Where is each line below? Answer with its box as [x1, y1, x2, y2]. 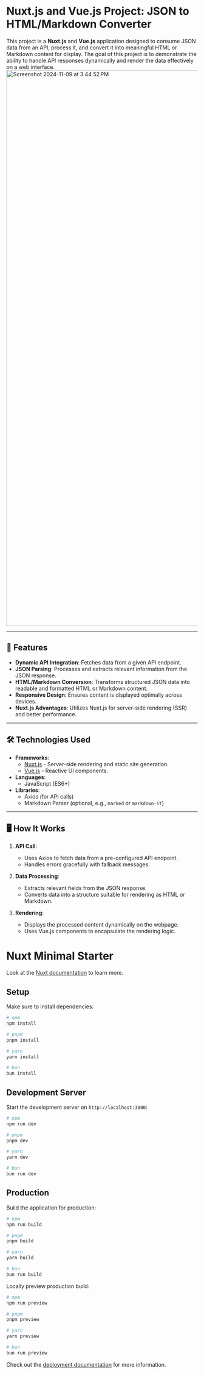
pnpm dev [6, 1137, 29, 1144]
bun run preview [6, 1350, 47, 1356]
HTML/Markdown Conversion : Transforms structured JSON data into [15, 678, 190, 685]
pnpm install [6, 1037, 39, 1043]
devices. [15, 697, 37, 705]
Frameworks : [15, 754, 50, 761]
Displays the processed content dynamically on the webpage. [24, 921, 179, 928]
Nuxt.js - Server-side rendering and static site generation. [24, 760, 169, 767]
